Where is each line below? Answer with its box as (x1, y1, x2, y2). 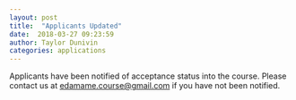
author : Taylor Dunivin (9, 37, 99, 47)
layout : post (9, 12, 58, 22)
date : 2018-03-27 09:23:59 (9, 29, 115, 38)
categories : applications (9, 46, 106, 55)
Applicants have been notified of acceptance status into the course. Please (9, 71, 287, 81)
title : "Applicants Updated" (9, 21, 123, 30)
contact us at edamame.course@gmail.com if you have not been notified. (9, 80, 281, 91)
